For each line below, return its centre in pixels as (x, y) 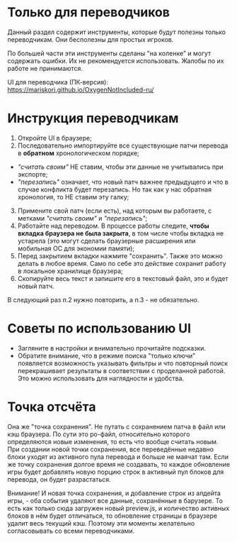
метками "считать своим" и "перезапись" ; (82, 218)
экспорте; (33, 174)
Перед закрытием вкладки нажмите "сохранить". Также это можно (120, 255)
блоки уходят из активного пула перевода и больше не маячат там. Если (118, 457)
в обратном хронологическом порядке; (78, 153)
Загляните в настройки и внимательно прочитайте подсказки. (112, 348)
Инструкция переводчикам (93, 118)
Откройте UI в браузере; (54, 138)
